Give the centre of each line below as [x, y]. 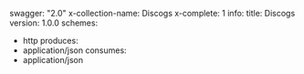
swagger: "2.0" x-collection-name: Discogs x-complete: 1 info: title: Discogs [152, 13]
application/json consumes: [74, 50]
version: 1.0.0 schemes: [54, 23]
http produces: [51, 41]
